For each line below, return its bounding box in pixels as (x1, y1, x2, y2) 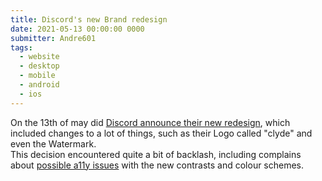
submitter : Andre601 (10, 33, 97, 43)
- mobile (19, 71, 56, 81)
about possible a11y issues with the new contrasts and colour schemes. (10, 159, 305, 171)
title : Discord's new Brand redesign (10, 14, 168, 25)
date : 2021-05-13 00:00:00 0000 (10, 24, 145, 34)
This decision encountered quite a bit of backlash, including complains (10, 148, 302, 160)
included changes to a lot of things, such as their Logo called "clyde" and (10, 127, 313, 139)
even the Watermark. (10, 137, 97, 150)
